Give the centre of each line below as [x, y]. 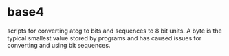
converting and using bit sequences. [59, 45]
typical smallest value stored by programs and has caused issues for [104, 38]
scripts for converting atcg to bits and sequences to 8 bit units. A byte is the [115, 31]
